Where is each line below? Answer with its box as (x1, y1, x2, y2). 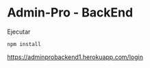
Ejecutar (7, 27, 31, 36)
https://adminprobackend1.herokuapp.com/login (7, 53, 144, 61)
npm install (7, 41, 41, 47)
